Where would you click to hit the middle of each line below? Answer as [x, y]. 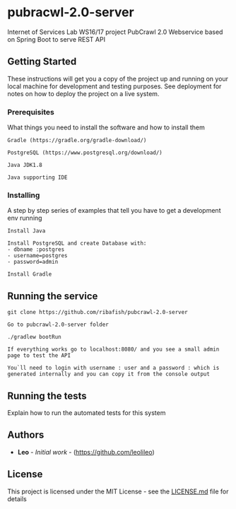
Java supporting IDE [38, 177]
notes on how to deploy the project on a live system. [83, 93]
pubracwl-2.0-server [71, 12]
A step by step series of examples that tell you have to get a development [114, 211]
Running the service [53, 296]
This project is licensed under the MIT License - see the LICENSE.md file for [118, 491]
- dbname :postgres [36, 250]
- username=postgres [38, 256]
